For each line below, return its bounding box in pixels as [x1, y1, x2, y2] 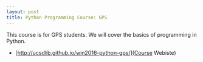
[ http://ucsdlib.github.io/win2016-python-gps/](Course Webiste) [15, 49, 176, 56]
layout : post [6, 8, 40, 15]
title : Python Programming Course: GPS [6, 14, 108, 20]
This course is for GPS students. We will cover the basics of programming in [6, 31, 197, 38]
